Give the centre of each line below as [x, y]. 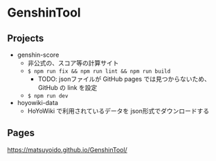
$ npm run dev [48, 96]
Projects [26, 38]
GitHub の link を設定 [67, 87]
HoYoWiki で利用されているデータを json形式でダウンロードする [118, 111]
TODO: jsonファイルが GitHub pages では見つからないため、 [124, 79]
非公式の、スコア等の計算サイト [73, 63]
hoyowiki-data [38, 103]
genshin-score [38, 55]
